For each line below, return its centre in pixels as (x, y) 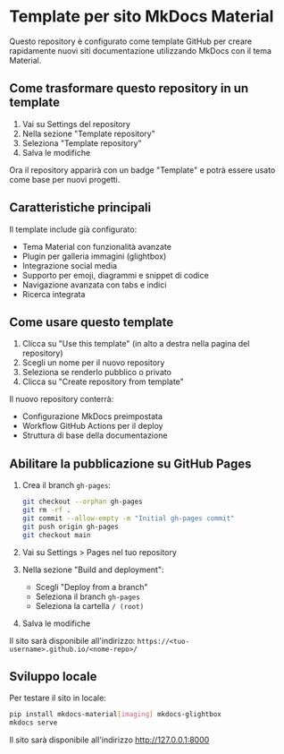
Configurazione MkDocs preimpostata (92, 416)
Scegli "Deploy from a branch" (92, 587)
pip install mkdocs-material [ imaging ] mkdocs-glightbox (115, 715)
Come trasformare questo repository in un (129, 88)
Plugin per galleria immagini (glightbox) (94, 256)
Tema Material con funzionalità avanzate (97, 246)
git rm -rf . (46, 510)
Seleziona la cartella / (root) (90, 605)
